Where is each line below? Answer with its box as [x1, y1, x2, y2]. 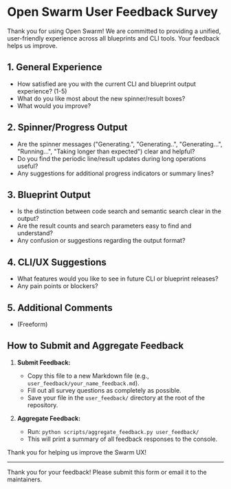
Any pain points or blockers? [16, 282, 98, 290]
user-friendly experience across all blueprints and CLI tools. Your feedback [7, 34, 220, 42]
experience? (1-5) [16, 87, 67, 95]
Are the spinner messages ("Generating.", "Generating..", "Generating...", [16, 140, 223, 148]
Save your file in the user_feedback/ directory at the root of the [27, 393, 205, 402]
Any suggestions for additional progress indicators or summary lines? [16, 169, 214, 177]
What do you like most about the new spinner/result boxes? [16, 94, 186, 102]
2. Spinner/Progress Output [7, 122, 128, 133]
